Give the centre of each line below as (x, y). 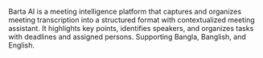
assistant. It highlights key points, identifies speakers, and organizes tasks (131, 28)
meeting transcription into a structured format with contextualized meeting (131, 20)
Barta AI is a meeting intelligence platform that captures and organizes (125, 12)
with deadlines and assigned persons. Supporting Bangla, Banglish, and (127, 37)
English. (21, 45)
